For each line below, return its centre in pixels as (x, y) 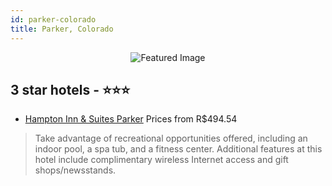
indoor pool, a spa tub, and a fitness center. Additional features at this (178, 149)
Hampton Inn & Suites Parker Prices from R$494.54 (131, 119)
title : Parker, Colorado (62, 29)
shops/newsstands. (75, 170)
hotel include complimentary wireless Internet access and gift (161, 160)
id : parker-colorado (53, 19)
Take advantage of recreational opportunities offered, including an (171, 138)
